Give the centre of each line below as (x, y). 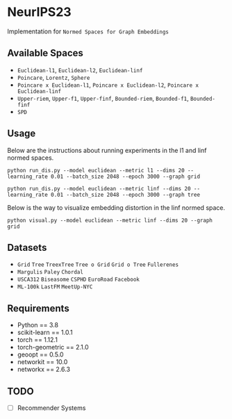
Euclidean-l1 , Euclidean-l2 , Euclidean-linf (80, 69)
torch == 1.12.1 (37, 340)
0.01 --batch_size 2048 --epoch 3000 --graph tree (125, 195)
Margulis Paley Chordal (50, 272)
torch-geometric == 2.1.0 (53, 347)
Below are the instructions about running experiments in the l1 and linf (107, 150)
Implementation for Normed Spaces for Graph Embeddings (88, 31)
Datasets (27, 247)
